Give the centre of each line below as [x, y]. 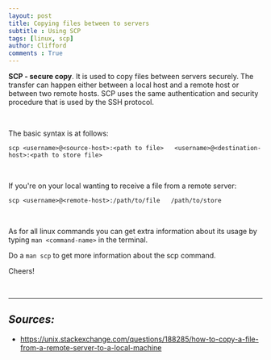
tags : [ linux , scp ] [41, 38]
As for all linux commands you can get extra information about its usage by [133, 231]
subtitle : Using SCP [45, 31]
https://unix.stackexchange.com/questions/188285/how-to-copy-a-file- [140, 339]
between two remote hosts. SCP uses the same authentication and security [133, 93]
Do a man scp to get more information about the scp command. [112, 255]
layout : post [30, 16]
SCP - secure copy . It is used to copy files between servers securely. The [131, 76]
